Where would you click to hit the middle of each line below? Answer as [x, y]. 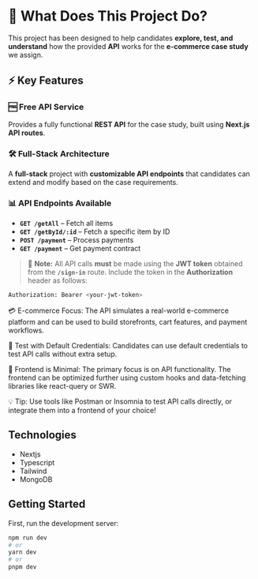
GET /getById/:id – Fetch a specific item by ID [95, 231]
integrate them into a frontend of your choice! [82, 411]
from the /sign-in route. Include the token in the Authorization [130, 273]
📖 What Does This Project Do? [108, 16]
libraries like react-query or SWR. [62, 386]
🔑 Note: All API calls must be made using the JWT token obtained [135, 264]
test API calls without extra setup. [63, 354]
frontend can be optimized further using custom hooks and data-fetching [127, 378]
